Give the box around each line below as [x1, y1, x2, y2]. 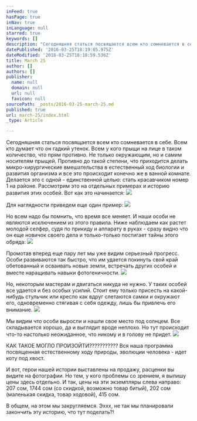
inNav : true [6, 19, 35, 25]
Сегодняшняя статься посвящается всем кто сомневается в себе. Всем [6, 139, 188, 146]
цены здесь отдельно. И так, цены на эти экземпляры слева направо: [6, 379, 182, 386]
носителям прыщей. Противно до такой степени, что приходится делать [6, 158, 188, 165]
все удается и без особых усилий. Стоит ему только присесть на [6, 287, 170, 294]
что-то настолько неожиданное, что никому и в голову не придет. [6, 331, 172, 338]
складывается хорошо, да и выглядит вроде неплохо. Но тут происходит [6, 324, 189, 331]
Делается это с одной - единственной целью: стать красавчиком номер [6, 176, 189, 184]
